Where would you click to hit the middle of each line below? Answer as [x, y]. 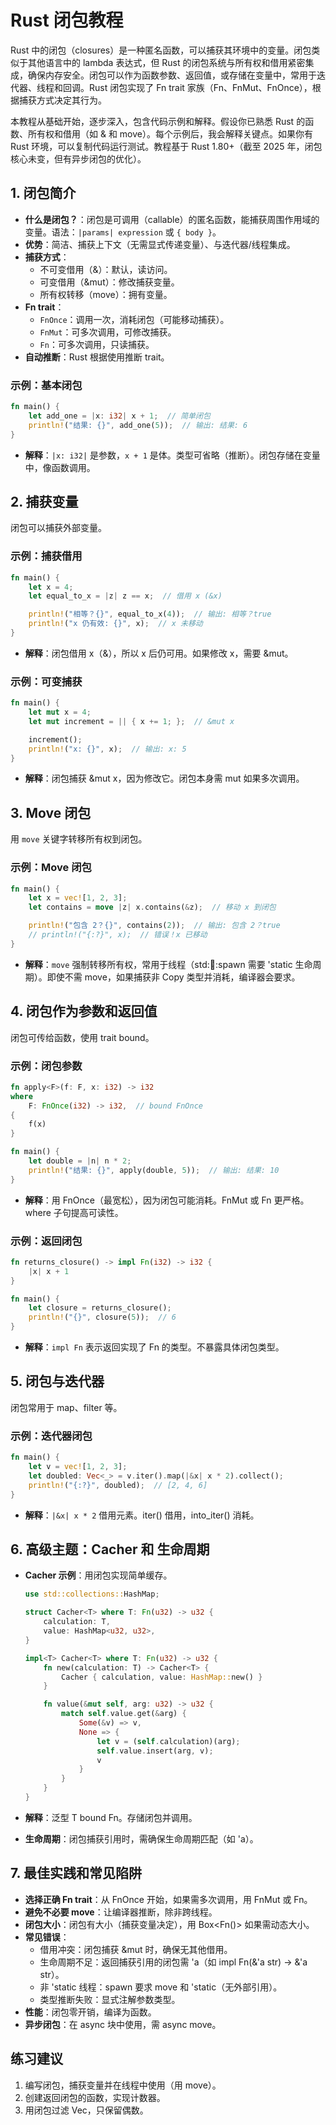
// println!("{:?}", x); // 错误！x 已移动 [118, 935]
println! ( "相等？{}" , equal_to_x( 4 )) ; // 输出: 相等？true [150, 614]
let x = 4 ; [51, 587]
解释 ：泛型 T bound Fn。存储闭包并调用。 [111, 1817]
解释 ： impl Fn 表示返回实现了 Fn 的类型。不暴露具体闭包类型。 [154, 1347]
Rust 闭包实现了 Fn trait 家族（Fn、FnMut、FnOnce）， [200, 87]
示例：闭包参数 [46, 1066]
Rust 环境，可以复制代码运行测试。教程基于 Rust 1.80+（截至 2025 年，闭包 [166, 146]
